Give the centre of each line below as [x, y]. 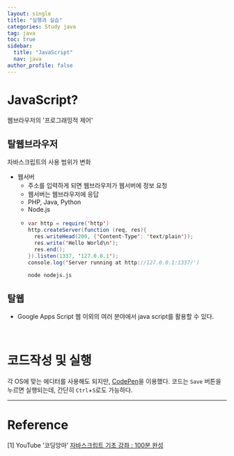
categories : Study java [42, 26]
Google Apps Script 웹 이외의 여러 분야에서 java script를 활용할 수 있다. [116, 317]
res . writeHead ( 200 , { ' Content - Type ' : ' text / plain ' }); [114, 237]
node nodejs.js [49, 275]
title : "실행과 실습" [35, 20]
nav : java [28, 59]
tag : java [22, 33]
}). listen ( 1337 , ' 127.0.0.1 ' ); [73, 256]
